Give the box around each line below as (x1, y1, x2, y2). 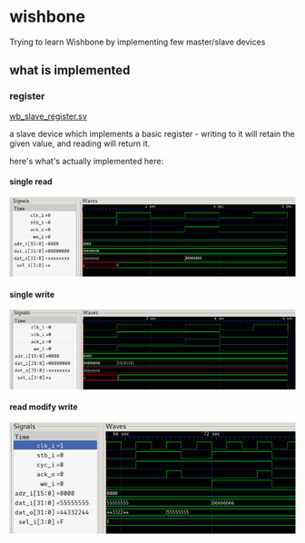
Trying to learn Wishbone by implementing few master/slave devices (9, 36, 266, 47)
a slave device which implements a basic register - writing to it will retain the (9, 128, 295, 139)
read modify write (9, 401, 79, 412)
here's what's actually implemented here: (9, 155, 164, 166)
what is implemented (9, 63, 131, 78)
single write (9, 289, 55, 300)
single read (9, 176, 53, 187)
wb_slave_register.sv (9, 111, 88, 122)
